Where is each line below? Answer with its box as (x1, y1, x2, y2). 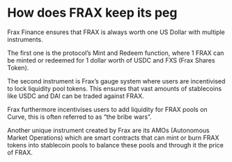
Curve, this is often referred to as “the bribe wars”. (7, 113, 152, 121)
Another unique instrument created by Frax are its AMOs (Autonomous (7, 126, 210, 134)
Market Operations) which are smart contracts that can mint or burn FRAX (7, 133, 219, 142)
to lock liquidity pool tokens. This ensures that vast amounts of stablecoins (7, 84, 222, 92)
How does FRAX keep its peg (7, 5, 178, 21)
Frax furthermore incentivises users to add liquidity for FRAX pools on (7, 105, 208, 113)
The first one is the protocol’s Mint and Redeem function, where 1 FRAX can (7, 49, 224, 57)
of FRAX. (7, 148, 33, 156)
